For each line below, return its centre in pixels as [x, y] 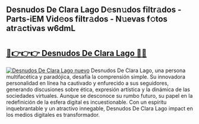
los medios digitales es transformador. [53, 115]
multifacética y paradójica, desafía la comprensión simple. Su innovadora [96, 77]
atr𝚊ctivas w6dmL [41, 28]
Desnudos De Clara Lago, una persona [138, 70]
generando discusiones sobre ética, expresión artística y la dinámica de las [98, 89]
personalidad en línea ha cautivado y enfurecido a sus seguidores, [88, 83]
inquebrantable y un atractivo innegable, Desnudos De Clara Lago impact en [99, 108]
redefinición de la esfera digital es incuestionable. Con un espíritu [86, 102]
